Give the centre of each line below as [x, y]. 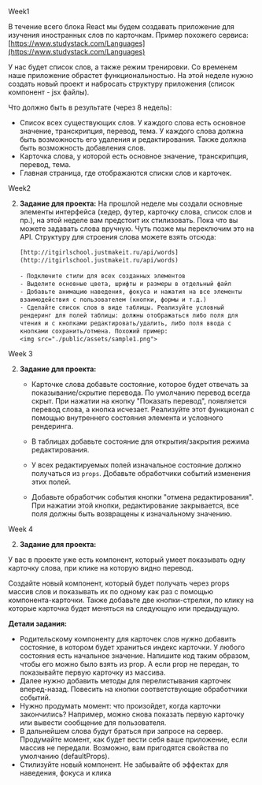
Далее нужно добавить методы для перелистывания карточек [125, 681]
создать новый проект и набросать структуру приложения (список [122, 84]
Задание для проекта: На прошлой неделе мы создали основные [131, 203]
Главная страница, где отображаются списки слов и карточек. [125, 173]
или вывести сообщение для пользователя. [93, 723]
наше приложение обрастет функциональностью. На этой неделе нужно [131, 75]
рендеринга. [52, 426]
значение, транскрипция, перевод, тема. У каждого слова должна [131, 131]
